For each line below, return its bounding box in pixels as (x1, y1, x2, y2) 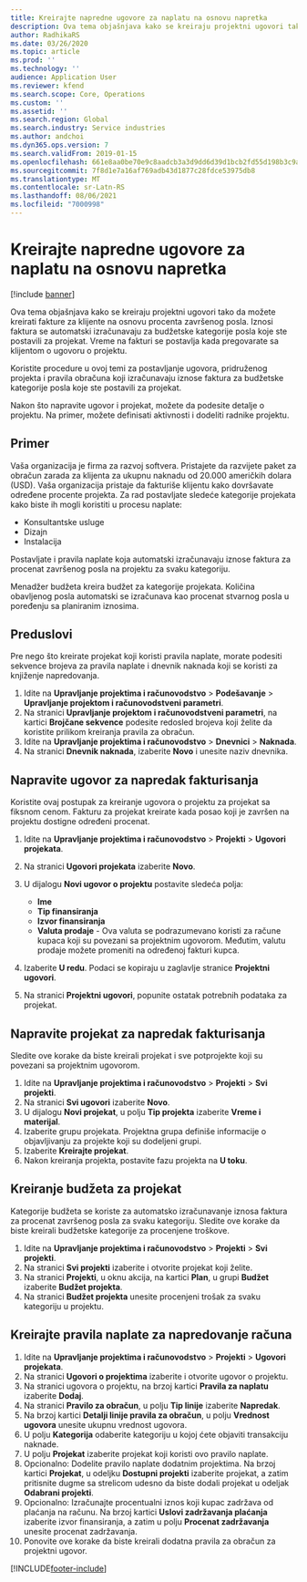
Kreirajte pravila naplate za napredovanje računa (10, 1328, 292, 1343)
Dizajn (23, 526, 48, 537)
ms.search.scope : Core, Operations (10, 89, 146, 98)
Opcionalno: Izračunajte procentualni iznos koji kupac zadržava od (23, 1496, 274, 1507)
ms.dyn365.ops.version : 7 (10, 140, 108, 150)
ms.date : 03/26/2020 (10, 38, 89, 48)
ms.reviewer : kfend (10, 81, 85, 90)
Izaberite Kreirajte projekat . (23, 1145, 129, 1156)
